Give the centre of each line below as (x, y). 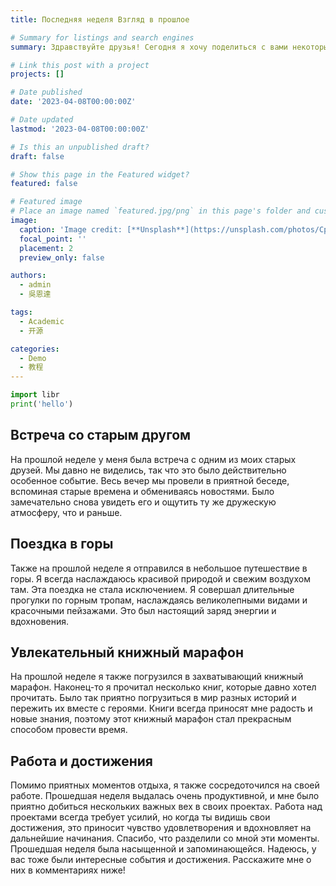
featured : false (44, 184)
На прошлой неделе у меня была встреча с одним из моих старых (153, 459)
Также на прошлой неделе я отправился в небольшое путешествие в (159, 568)
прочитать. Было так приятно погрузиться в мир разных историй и (153, 698)
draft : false (37, 156)
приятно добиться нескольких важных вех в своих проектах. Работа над (166, 807)
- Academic (42, 321)
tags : (21, 312)
